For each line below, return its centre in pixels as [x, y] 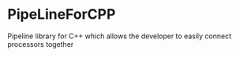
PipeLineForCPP [62, 14]
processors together [41, 44]
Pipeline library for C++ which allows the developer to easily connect [120, 36]
